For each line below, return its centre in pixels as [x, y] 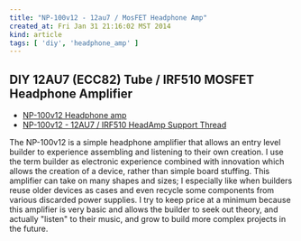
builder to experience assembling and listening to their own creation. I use [146, 152]
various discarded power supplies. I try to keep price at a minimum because [150, 200]
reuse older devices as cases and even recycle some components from [142, 190]
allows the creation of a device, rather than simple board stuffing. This [140, 171]
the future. [29, 229]
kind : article [36, 34]
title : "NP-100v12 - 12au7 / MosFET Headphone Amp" [108, 18]
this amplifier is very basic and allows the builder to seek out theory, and [144, 209]
